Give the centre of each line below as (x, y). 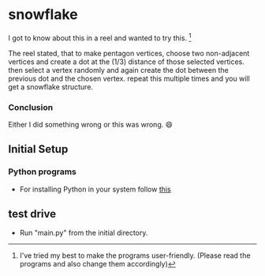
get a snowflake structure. (50, 87)
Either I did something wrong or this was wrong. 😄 (91, 124)
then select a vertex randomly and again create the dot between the (118, 70)
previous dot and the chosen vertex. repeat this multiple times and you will (129, 78)
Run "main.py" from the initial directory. (84, 233)
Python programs (43, 172)
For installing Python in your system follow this (95, 189)
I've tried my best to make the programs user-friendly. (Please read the (135, 255)
